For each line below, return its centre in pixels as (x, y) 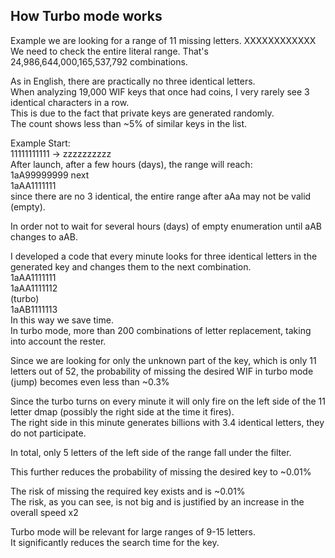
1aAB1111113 (34, 309)
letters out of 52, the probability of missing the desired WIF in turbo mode (162, 371)
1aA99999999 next (50, 175)
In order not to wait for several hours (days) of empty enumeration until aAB (166, 226)
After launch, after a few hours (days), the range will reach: (131, 164)
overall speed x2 (44, 512)
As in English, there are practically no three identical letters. (133, 81)
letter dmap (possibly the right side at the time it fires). (122, 411)
